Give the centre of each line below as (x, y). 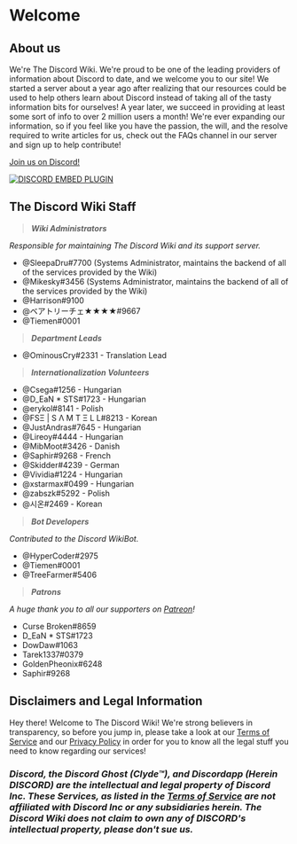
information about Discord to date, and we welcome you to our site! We (139, 79)
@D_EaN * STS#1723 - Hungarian (84, 399)
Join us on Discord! (45, 162)
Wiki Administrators (69, 228)
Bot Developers (60, 521)
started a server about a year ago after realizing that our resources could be (148, 88)
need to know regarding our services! (78, 751)
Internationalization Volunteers (90, 372)
